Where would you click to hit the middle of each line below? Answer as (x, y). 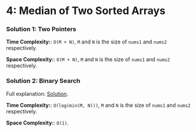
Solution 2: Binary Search (43, 81)
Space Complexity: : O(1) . (37, 123)
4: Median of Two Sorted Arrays (86, 11)
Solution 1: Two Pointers (41, 29)
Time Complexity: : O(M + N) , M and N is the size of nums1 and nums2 (87, 42)
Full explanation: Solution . (37, 94)
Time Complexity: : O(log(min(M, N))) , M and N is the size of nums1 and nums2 (98, 105)
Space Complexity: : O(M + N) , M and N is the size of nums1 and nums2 (88, 59)
